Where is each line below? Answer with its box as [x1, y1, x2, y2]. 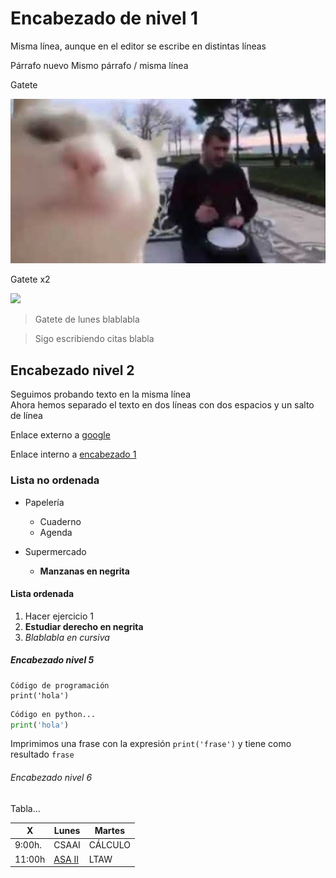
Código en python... [10, 709, 97, 719]
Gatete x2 [10, 273, 51, 286]
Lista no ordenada [10, 473, 100, 487]
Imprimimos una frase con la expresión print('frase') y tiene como [10, 738, 292, 750]
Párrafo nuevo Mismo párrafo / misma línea [10, 59, 189, 71]
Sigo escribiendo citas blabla [34, 333, 155, 345]
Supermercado [24, 545, 87, 557]
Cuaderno [39, 515, 82, 527]
